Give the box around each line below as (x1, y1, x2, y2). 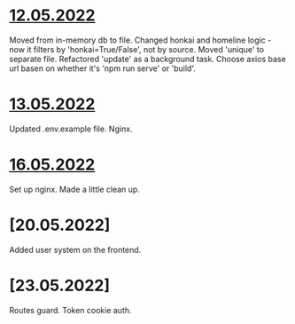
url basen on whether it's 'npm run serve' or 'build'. (9, 63, 197, 74)
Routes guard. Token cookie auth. (9, 304, 132, 315)
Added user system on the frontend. (9, 244, 142, 255)
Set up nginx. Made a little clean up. (9, 184, 140, 194)
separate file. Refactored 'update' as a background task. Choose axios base (9, 53, 286, 64)
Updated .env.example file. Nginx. (9, 123, 133, 134)
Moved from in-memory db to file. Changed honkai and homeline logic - (9, 35, 272, 45)
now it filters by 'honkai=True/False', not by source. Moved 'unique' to (9, 43, 264, 54)
